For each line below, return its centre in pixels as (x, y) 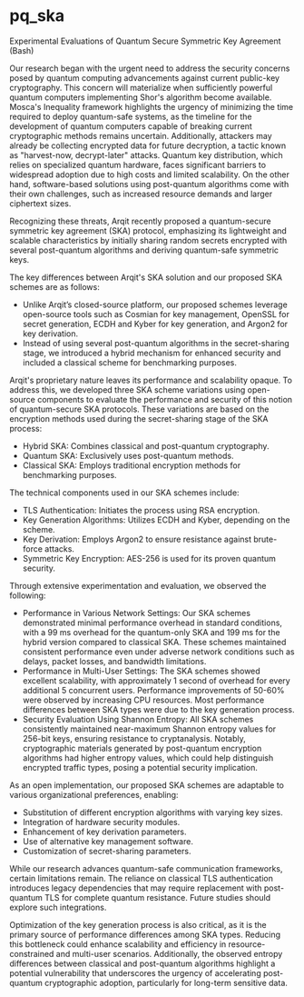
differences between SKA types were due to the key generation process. (158, 709)
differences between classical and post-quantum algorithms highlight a (142, 963)
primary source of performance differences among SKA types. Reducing (145, 934)
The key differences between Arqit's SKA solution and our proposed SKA (146, 277)
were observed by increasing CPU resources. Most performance (143, 700)
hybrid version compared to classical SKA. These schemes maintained (154, 642)
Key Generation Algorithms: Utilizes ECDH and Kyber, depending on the (156, 520)
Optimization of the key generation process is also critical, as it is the (138, 924)
